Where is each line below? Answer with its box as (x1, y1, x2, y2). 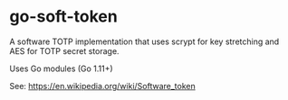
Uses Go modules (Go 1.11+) (9, 63, 113, 74)
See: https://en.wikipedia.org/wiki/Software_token (9, 80, 197, 91)
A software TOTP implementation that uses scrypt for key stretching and (9, 36, 280, 47)
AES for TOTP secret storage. (9, 45, 120, 56)
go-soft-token (9, 6, 118, 27)
